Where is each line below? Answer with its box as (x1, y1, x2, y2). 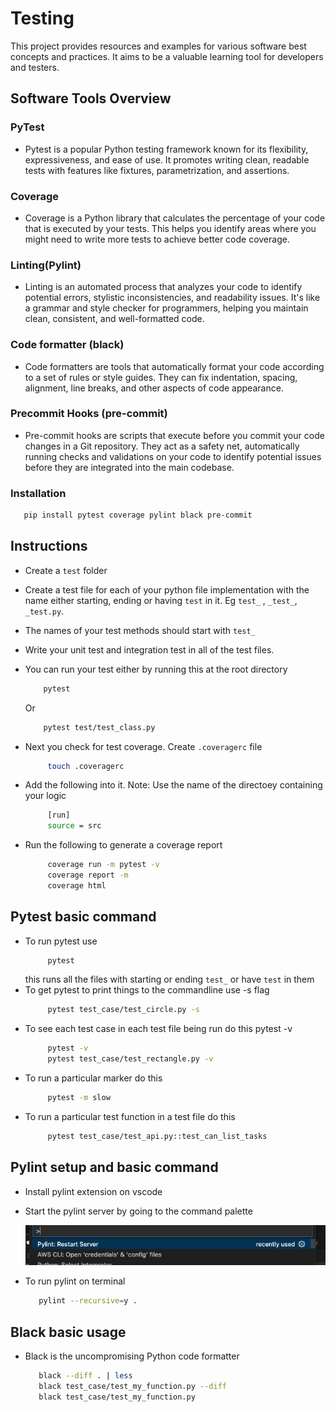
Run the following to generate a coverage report (24, 839, 223, 851)
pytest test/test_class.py (43, 722, 156, 732)
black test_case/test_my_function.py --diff (38, 1382, 227, 1392)
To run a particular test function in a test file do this (24, 1110, 236, 1122)
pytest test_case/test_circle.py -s (47, 1005, 201, 1015)
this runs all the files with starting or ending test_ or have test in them (24, 973, 315, 986)
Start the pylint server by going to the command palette (24, 1205, 253, 1217)
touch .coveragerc (47, 761, 125, 771)
